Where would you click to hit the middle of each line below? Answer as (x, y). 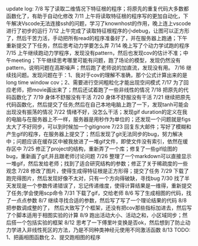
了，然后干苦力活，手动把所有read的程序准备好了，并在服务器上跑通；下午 (97, 38)
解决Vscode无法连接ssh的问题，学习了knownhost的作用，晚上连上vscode (101, 23)
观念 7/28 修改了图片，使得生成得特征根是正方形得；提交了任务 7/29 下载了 (98, 171)
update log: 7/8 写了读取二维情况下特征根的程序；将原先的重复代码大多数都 (98, 9)
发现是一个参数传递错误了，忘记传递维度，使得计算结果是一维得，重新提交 (101, 186)
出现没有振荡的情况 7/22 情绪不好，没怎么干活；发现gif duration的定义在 (94, 112)
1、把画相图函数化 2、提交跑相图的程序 (54, 237)
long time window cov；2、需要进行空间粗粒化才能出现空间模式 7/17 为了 (95, 82)
